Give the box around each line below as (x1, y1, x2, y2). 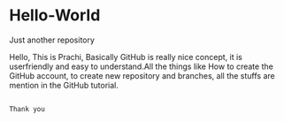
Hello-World (9, 5, 101, 26)
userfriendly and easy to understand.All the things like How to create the (9, 61, 274, 72)
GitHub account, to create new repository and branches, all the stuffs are (9, 70, 276, 80)
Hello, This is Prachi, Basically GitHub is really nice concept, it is (9, 51, 243, 62)
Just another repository (9, 34, 96, 45)
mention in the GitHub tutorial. (9, 80, 119, 90)
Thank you (9, 104, 46, 113)
